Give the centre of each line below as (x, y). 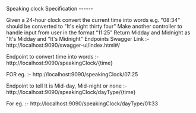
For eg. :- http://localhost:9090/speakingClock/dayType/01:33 (82, 104)
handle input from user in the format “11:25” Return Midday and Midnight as (98, 33)
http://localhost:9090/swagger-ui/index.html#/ (63, 45)
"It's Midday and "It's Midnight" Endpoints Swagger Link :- (78, 39)
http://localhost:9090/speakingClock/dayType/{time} (71, 92)
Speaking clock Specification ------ (50, 9)
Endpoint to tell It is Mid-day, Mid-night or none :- (67, 86)
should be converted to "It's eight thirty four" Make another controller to (94, 26)
